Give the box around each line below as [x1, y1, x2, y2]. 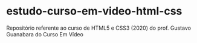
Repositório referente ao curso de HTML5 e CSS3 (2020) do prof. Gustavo [6, 24, 192, 31]
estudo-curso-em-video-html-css [6, 4, 182, 18]
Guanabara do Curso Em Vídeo [6, 30, 83, 38]
